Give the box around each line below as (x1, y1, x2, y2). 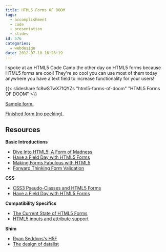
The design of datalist (12, 241, 59, 247)
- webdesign (10, 46, 36, 51)
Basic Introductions (5, 139, 48, 145)
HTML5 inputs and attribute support (12, 216, 89, 222)
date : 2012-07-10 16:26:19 (5, 50, 63, 55)
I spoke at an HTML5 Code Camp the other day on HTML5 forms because (5, 65, 161, 71)
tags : (5, 12, 17, 17)
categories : (5, 41, 31, 46)
